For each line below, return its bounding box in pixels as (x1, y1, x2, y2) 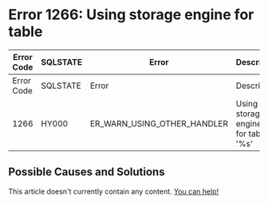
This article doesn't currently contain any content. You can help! (8, 186, 219, 196)
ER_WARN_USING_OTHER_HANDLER (90, 118, 229, 129)
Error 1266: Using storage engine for (8, 6, 254, 24)
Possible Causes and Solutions (8, 166, 165, 179)
